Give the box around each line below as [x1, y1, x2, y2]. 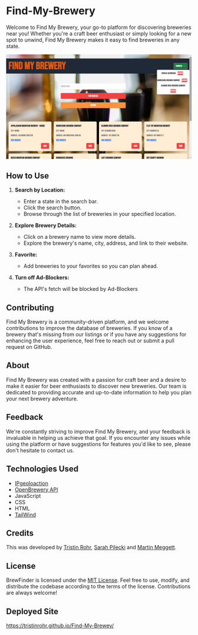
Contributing [6, 303, 54, 313]
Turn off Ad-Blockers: [14, 274, 70, 281]
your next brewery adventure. [6, 395, 78, 402]
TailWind [14, 511, 37, 518]
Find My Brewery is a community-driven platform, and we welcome [6, 318, 169, 326]
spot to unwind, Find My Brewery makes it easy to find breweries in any [6, 36, 180, 43]
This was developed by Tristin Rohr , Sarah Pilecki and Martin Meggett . [6, 544, 177, 551]
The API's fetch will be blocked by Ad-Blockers [23, 286, 138, 293]
